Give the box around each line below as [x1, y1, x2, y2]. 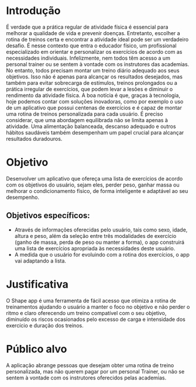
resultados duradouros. [6, 135, 63, 142]
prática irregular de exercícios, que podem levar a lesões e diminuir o [6, 85, 173, 92]
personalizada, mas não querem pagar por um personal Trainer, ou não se [6, 368, 185, 375]
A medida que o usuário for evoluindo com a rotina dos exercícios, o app [14, 251, 190, 258]
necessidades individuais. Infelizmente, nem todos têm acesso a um [6, 54, 171, 61]
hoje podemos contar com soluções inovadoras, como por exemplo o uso [6, 98, 184, 105]
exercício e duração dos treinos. [6, 322, 84, 329]
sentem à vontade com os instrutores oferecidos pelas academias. [6, 374, 167, 381]
